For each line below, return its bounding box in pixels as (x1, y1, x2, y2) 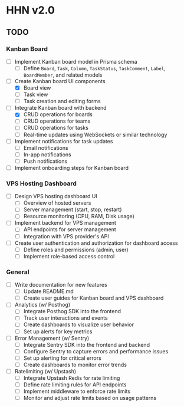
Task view (23, 91, 48, 98)
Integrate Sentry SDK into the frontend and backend (23, 341, 150, 348)
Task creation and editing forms (23, 98, 101, 105)
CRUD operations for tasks (23, 124, 88, 132)
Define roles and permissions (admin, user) (23, 246, 129, 253)
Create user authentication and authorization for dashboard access (14, 239, 178, 247)
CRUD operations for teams (23, 117, 91, 124)
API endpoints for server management (23, 226, 116, 233)
